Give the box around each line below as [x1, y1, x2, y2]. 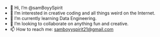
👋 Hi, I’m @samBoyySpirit [10, 5, 63, 10]
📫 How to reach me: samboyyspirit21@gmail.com [10, 26, 114, 32]
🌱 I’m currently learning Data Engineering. [10, 15, 97, 21]
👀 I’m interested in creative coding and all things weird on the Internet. [10, 10, 155, 16]
